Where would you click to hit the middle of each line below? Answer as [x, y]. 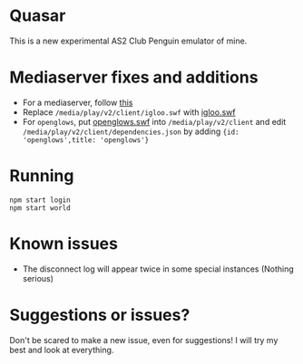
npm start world [40, 208]
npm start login [40, 200]
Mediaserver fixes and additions [134, 77]
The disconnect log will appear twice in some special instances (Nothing [158, 269]
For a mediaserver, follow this [78, 102]
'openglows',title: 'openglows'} [86, 140]
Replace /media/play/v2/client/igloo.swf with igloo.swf [129, 112]
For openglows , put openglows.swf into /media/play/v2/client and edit [154, 121]
